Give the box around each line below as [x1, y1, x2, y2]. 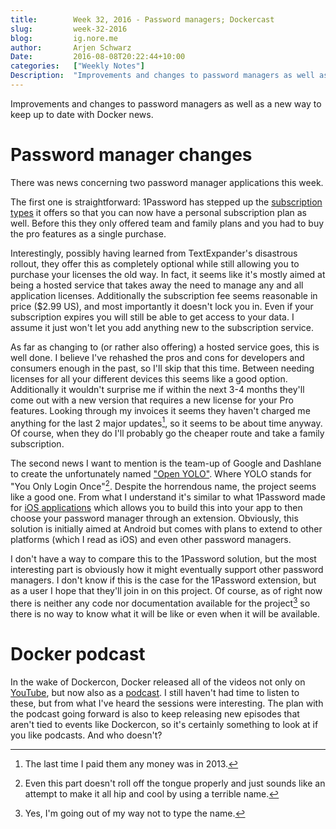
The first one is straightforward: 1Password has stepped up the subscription [10, 196, 323, 208]
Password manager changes [10, 144, 253, 166]
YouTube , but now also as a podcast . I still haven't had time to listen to [10, 686, 300, 698]
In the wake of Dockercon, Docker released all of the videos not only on [10, 676, 306, 688]
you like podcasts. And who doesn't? [10, 729, 163, 741]
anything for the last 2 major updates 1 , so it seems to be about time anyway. [10, 415, 323, 429]
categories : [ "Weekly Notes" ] [10, 61, 145, 71]
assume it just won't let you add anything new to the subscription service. [10, 321, 314, 333]
